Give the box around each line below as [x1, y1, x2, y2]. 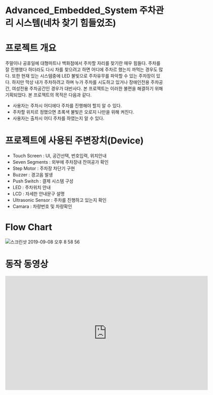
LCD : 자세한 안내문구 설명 [12, 191, 65, 197]
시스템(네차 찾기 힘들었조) [15, 17, 116, 29]
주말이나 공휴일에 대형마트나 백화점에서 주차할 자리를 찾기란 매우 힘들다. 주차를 [5, 60, 161, 66]
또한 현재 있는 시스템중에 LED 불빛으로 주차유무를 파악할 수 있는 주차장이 [12, 73, 155, 79]
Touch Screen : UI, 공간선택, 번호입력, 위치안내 [12, 153, 107, 159]
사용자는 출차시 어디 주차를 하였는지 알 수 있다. [12, 115, 105, 122]
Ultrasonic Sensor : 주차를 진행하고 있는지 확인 [12, 197, 107, 203]
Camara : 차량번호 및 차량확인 [12, 203, 72, 209]
